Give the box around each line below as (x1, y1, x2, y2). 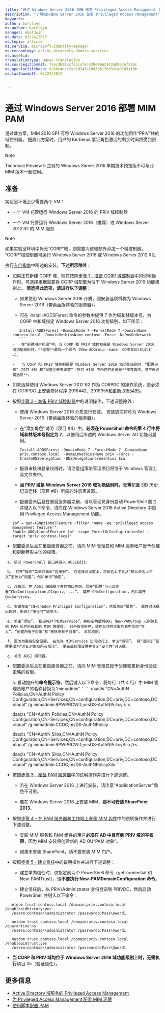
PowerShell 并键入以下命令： (19, 892, 79, 898)
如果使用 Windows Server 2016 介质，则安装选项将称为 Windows (19, 295, 151, 301)
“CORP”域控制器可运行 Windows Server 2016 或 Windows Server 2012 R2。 (5, 252, 159, 257)
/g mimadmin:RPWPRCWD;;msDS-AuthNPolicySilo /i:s (27, 741, 137, 747)
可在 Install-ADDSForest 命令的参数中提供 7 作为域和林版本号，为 (19, 312, 152, 318)
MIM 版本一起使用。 (5, 168, 46, 175)
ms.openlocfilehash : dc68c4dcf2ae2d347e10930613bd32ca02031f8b (5, 67, 137, 72)
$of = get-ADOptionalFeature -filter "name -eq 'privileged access (12, 520, 153, 526)
